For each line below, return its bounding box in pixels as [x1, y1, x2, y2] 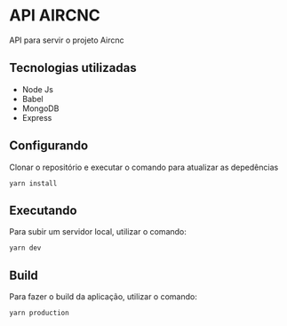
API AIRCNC [9, 5, 100, 26]
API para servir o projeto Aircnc [9, 35, 124, 45]
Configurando [9, 139, 89, 154]
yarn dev [9, 243, 42, 253]
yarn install [9, 179, 58, 187]
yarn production [9, 308, 69, 318]
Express [21, 112, 52, 123]
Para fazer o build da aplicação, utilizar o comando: [9, 291, 197, 302]
